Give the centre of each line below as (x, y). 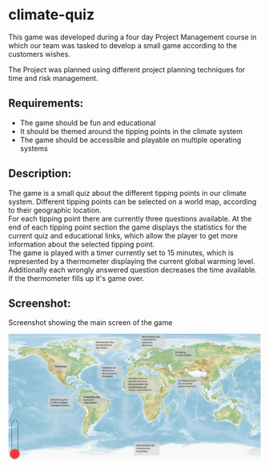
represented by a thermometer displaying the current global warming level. (132, 261)
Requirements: (46, 103)
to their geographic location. (55, 210)
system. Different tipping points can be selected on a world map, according (132, 201)
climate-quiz (51, 15)
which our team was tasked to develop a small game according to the (123, 45)
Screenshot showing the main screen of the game (90, 323)
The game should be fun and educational (88, 123)
